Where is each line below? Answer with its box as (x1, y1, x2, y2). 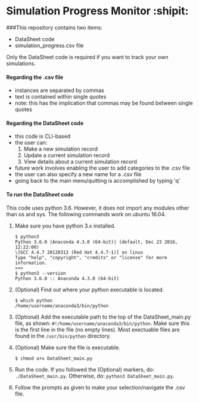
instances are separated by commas (14, 87, 104, 94)
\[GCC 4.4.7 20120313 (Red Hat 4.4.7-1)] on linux (14, 249, 144, 255)
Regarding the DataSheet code (6, 119, 84, 127)
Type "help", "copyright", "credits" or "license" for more (14, 254, 167, 260)
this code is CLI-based (14, 133, 71, 140)
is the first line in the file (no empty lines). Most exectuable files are (14, 326, 180, 333)
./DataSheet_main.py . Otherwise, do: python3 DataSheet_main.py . (14, 372, 175, 379)
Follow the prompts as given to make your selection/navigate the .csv (14, 383, 185, 391)
